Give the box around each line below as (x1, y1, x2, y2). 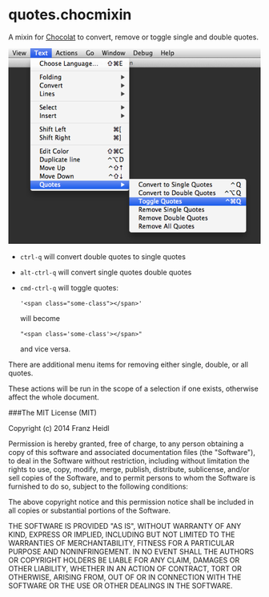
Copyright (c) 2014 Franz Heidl (8, 424, 110, 433)
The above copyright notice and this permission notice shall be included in (8, 497, 254, 507)
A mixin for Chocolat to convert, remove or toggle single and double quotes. (8, 32, 259, 42)
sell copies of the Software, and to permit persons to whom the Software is (8, 473, 256, 483)
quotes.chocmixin (8, 6, 132, 24)
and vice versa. (19, 344, 71, 354)
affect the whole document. (8, 392, 100, 402)
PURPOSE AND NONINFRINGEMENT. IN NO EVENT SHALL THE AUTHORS (8, 547, 255, 557)
